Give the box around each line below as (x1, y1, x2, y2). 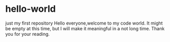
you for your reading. (5, 31, 50, 37)
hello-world (5, 3, 56, 15)
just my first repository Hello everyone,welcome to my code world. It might (5, 20, 163, 26)
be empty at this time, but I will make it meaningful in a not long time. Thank (5, 25, 165, 31)
